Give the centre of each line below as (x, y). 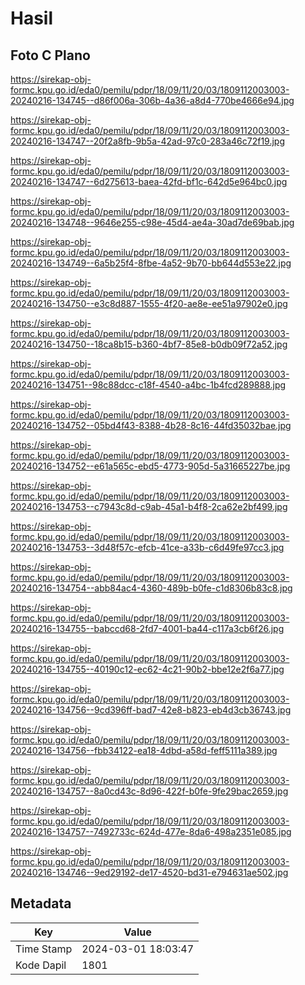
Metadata (41, 903)
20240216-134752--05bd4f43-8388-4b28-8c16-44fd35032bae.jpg (151, 425)
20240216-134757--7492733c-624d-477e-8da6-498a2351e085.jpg (151, 831)
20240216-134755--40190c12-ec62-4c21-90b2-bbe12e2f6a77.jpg (147, 669)
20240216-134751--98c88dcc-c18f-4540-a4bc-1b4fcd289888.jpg (148, 385)
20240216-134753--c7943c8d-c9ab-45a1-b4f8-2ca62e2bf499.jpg (149, 506)
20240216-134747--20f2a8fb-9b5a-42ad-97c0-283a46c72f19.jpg (148, 141)
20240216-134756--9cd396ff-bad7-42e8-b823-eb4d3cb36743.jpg (151, 710)
